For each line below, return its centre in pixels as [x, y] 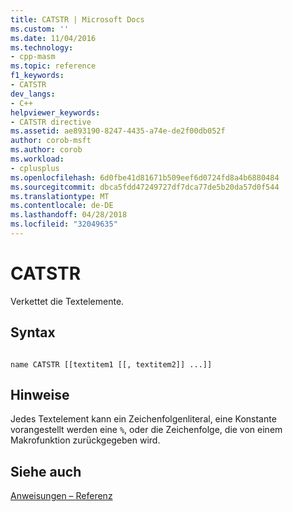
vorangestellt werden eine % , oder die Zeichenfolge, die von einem [146, 430]
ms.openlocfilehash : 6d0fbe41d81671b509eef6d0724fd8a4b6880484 [145, 177]
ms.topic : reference [53, 66]
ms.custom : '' [40, 29]
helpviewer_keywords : [55, 112]
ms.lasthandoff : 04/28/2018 [69, 215]
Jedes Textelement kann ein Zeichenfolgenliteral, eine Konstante [143, 419]
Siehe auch [46, 471]
